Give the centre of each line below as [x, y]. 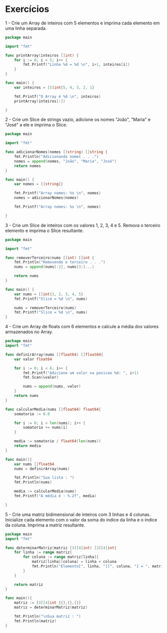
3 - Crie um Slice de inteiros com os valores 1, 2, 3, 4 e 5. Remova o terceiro [83, 225]
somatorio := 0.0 [32, 414]
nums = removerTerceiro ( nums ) [45, 308]
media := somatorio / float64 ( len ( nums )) [57, 441]
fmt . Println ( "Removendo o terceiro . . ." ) [60, 262]
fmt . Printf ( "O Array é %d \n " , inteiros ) [57, 96]
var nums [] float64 [34, 464]
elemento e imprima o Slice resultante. [44, 231]
